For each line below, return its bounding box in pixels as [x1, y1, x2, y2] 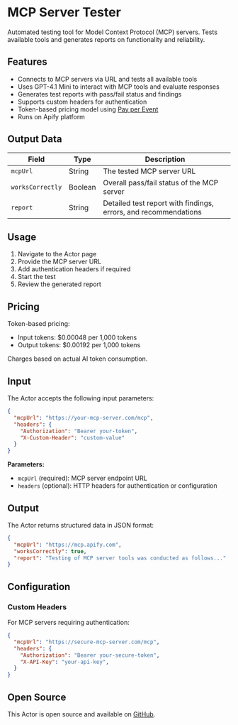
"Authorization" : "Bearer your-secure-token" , [20, 651, 160, 659]
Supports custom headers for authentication [17, 97, 147, 106]
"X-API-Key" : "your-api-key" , [20, 658, 110, 665]
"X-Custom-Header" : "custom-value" [20, 434, 125, 441]
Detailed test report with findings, [103, 198, 214, 208]
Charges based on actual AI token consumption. [7, 354, 148, 363]
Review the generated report [17, 280, 101, 288]
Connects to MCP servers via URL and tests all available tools [17, 75, 198, 83]
